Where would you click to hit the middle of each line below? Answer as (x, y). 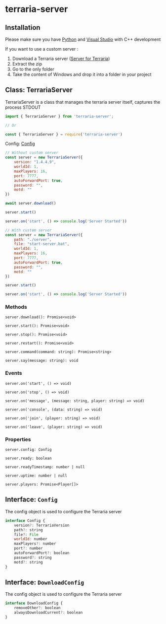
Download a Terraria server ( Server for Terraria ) (61, 59)
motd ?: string (28, 562)
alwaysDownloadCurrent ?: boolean (48, 613)
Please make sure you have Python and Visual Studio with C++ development (83, 39)
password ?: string (33, 557)
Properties (18, 439)
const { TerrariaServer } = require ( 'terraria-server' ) (64, 134)
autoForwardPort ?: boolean (42, 553)
